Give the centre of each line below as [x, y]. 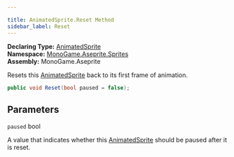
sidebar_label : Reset [39, 26]
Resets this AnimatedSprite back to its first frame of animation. [97, 75]
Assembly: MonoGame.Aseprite [54, 61]
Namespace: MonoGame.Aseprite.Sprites [68, 54]
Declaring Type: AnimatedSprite [54, 46]
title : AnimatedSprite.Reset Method [61, 20]
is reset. [19, 147]
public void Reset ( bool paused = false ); [69, 88]
